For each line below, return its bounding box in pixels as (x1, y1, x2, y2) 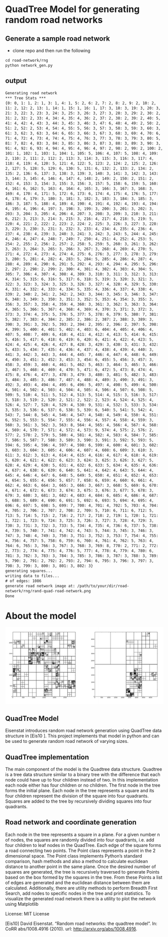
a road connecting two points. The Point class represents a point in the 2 (5, 847, 156, 854)
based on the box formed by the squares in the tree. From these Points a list (5, 874, 162, 880)
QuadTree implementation (5, 753, 90, 761)
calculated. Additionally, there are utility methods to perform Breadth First (5, 885, 157, 891)
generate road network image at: (5, 583, 75, 588)
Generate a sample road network (5, 34, 110, 43)
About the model (5, 610, 76, 622)
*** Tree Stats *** (5, 96, 46, 101)
